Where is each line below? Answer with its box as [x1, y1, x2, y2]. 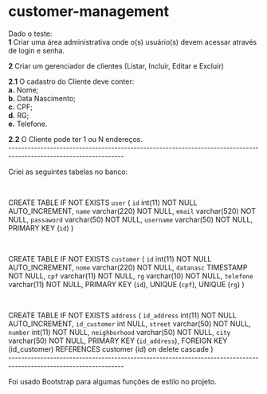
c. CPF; [8, 102, 33, 112]
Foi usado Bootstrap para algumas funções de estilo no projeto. [8, 376, 217, 386]
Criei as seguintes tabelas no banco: [8, 167, 128, 176]
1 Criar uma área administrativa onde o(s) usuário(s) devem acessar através [8, 37, 257, 46]
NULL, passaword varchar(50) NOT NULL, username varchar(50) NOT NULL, [8, 215, 253, 224]
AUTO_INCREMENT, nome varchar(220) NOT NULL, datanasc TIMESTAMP [8, 262, 248, 272]
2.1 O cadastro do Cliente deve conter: [8, 77, 135, 86]
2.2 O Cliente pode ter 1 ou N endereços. [8, 134, 143, 144]
